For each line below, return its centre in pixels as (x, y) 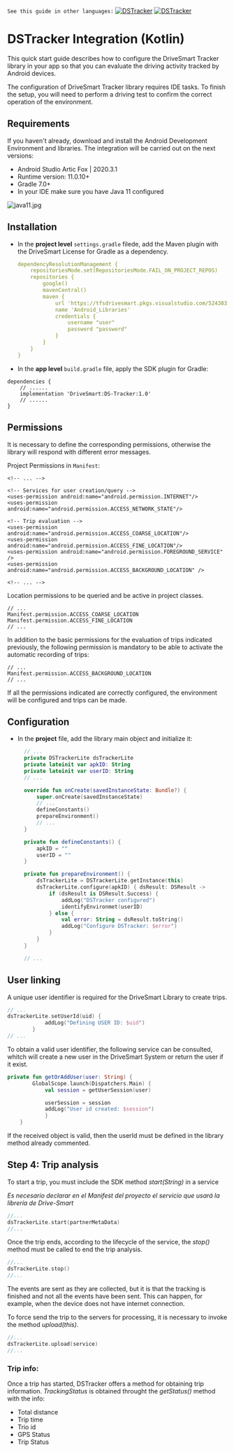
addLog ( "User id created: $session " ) (100, 1109)
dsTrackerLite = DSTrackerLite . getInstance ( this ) (110, 881)
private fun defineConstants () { (73, 842)
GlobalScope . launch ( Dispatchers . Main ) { (92, 1083)
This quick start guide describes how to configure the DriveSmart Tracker (113, 58)
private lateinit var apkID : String (77, 765)
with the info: (26, 1398)
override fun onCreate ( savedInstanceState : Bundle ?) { (105, 790)
